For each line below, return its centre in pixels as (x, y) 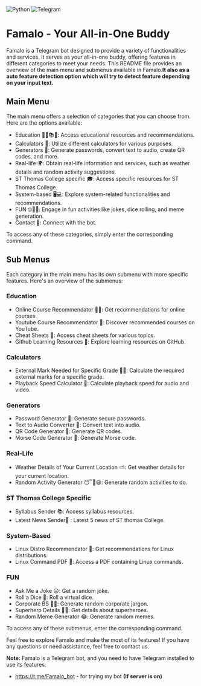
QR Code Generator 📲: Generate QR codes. (69, 431)
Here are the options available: (44, 122)
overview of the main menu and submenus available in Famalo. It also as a (98, 70)
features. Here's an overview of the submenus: (65, 281)
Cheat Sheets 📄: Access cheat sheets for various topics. (85, 335)
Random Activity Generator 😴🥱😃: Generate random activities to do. (101, 482)
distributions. (31, 555)
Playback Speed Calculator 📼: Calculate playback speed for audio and (102, 384)
